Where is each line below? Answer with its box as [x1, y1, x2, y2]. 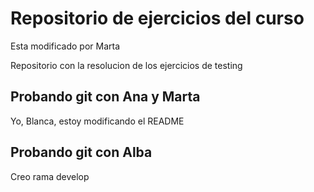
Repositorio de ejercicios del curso [10, 7, 305, 30]
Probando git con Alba [10, 144, 153, 161]
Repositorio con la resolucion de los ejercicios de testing [10, 59, 243, 71]
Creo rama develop [10, 170, 90, 182]
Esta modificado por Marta [10, 40, 121, 52]
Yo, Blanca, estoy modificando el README [10, 115, 185, 127]
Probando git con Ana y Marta [10, 88, 201, 106]
